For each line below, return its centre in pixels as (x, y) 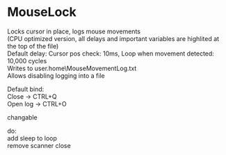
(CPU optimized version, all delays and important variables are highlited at (113, 38)
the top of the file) (33, 46)
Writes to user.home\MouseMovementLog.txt (72, 68)
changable (22, 117)
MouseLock (42, 12)
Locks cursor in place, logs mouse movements (74, 31)
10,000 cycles (27, 60)
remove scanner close (39, 145)
